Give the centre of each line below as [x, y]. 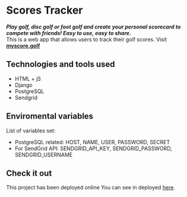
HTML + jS [28, 78]
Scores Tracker [45, 10]
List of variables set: [31, 131]
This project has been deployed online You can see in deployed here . [91, 188]
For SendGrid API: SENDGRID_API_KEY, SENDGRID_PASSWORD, [93, 148]
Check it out [29, 173]
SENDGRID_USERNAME [44, 154]
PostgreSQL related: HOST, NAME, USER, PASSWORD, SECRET [92, 142]
